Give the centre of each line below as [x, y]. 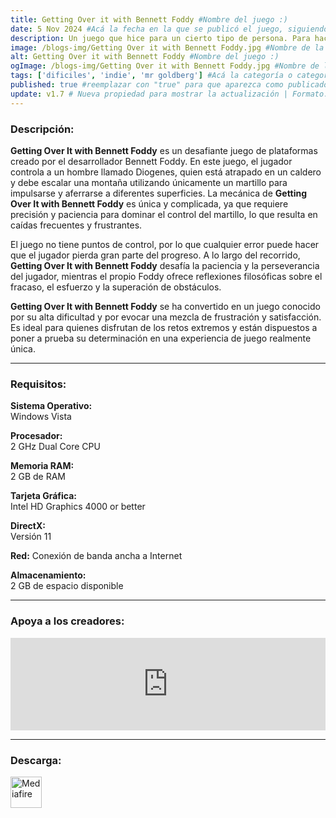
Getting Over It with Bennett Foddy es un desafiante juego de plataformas [164, 150]
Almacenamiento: [48, 575]
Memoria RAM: [42, 466]
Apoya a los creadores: [67, 621]
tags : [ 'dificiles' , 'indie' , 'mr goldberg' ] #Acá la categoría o [151, 76]
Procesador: [36, 436]
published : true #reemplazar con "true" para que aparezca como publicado [169, 85]
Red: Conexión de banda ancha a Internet [96, 556]
